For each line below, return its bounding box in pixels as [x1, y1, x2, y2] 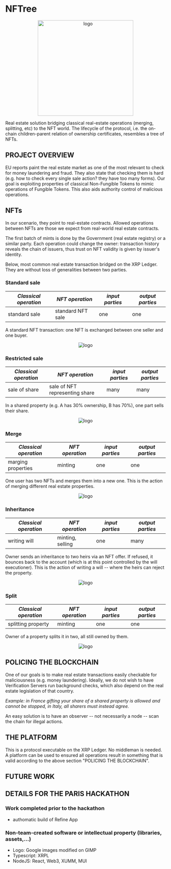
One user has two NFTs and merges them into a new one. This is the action [5, 478, 163, 484]
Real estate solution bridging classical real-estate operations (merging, [5, 120, 154, 126]
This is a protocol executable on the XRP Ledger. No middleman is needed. [5, 747, 162, 753]
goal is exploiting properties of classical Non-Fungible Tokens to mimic [5, 180, 154, 186]
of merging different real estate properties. [5, 483, 95, 490]
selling [57, 540, 73, 548]
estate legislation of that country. [5, 688, 75, 694]
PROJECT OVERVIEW [5, 151, 75, 159]
